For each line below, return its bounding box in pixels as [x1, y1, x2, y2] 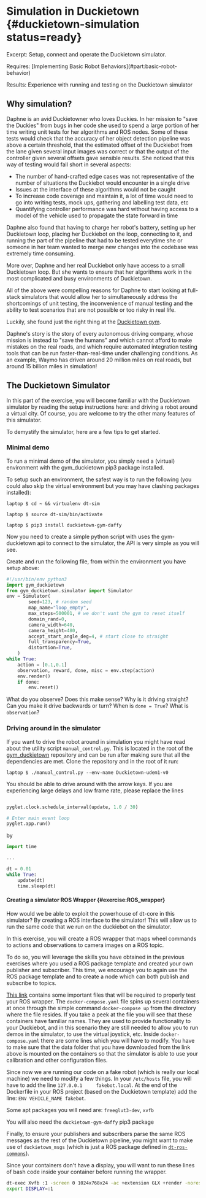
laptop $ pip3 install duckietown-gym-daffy [6, 522, 122, 528]
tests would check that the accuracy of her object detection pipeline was [6, 134, 191, 142]
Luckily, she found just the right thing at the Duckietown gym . [6, 318, 161, 325]
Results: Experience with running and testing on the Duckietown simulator [6, 81, 193, 88]
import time [6, 844, 37, 850]
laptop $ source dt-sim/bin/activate [6, 511, 103, 517]
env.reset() [28, 684, 59, 691]
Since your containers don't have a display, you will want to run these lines [6, 1161, 195, 1169]
